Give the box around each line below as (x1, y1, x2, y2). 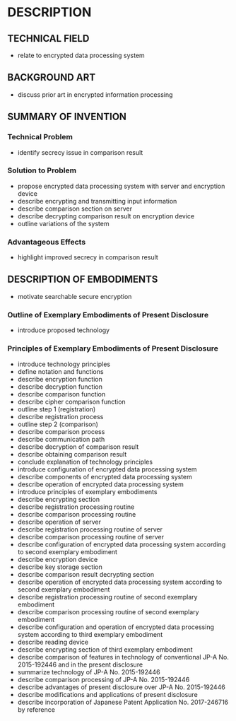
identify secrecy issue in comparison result (17, 148, 143, 156)
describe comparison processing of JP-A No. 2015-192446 (17, 675, 190, 684)
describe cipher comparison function (17, 397, 126, 406)
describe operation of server (17, 517, 101, 526)
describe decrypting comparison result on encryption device (17, 211, 195, 220)
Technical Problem (7, 132, 73, 142)
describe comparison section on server (17, 204, 133, 213)
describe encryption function (17, 375, 102, 383)
